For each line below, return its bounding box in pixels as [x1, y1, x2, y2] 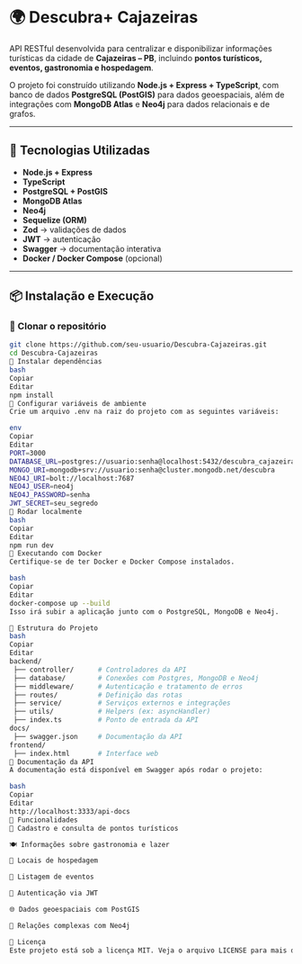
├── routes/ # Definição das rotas [13, 690, 182, 699]
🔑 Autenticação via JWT [9, 888, 99, 898]
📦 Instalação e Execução [9, 289, 155, 304]
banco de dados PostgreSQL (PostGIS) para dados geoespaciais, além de [9, 89, 285, 100]
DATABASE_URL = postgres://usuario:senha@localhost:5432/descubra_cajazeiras [9, 456, 299, 466]
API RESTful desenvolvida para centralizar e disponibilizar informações [9, 42, 272, 54]
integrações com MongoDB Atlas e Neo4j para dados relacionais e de [9, 98, 271, 109]
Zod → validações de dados [22, 224, 127, 235]
